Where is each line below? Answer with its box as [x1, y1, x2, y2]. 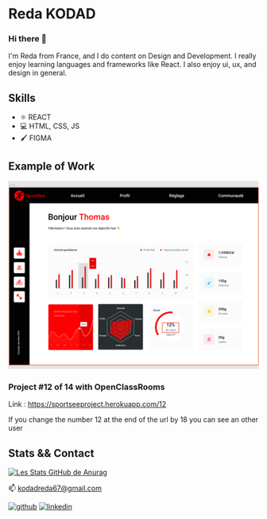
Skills [8, 91, 36, 104]
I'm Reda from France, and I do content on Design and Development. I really [8, 51, 257, 60]
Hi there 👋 [8, 33, 48, 45]
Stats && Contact [8, 447, 95, 460]
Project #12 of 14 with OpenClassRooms [8, 381, 165, 392]
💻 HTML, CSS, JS [19, 121, 80, 131]
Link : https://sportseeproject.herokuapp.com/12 [8, 400, 167, 409]
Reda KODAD [8, 5, 97, 23]
